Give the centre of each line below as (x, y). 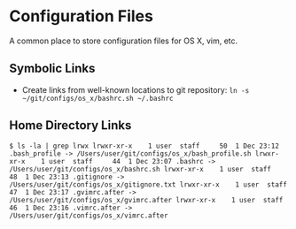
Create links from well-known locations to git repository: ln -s (136, 89)
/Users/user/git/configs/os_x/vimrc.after (89, 215)
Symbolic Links (52, 69)
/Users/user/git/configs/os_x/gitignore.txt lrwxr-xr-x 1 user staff (148, 184)
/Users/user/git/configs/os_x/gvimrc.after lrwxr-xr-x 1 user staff (146, 200)
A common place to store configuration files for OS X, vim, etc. (124, 41)
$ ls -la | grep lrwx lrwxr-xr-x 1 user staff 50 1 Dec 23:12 (144, 146)
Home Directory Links (70, 126)
